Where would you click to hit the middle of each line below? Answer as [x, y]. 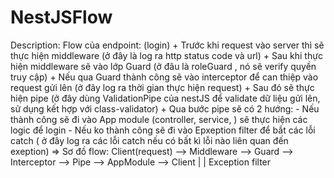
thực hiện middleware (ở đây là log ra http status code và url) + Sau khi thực [166, 55]
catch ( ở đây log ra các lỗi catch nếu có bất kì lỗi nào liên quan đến [149, 140]
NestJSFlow [61, 17]
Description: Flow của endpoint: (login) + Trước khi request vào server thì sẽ [167, 45]
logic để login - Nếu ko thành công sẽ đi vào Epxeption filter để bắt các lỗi [163, 130]
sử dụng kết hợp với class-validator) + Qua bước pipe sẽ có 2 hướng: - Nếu [165, 108]
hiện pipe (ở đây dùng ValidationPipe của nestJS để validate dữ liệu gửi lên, [165, 98]
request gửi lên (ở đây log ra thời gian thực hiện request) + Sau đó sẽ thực [162, 87]
